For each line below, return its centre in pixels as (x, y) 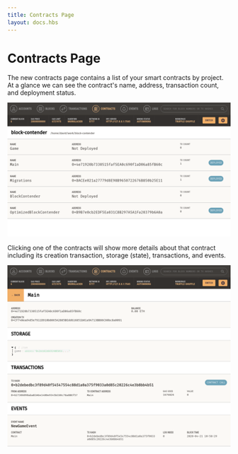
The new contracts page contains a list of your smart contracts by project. (115, 78)
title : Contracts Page (41, 15)
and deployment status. (42, 93)
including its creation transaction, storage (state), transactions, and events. (117, 255)
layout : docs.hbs (33, 22)
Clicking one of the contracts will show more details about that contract (112, 248)
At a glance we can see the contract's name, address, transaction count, (113, 86)
